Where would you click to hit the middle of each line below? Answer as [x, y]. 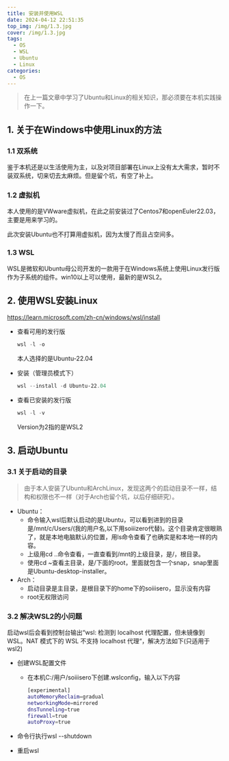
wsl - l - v [31, 413]
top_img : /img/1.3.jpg [39, 26]
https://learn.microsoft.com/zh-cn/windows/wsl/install [84, 317]
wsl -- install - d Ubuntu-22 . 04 [62, 386]
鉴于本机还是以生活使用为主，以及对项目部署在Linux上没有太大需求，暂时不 [113, 167]
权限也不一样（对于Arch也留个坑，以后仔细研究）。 [107, 497]
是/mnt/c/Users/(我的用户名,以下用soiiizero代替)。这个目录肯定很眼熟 [124, 528]
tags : [15, 39]
